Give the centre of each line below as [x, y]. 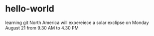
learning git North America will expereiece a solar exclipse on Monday [77, 22]
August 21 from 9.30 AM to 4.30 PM [42, 27]
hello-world [30, 9]
